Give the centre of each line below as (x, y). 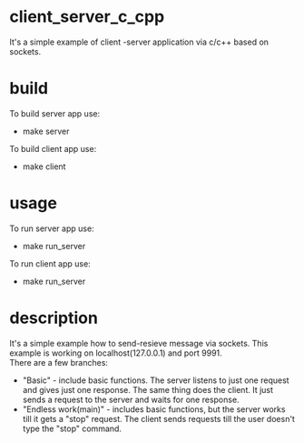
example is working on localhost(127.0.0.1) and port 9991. (116, 353)
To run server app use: (52, 228)
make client (44, 166)
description (54, 318)
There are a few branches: (59, 362)
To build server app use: (55, 113)
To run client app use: (50, 263)
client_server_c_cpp (87, 17)
